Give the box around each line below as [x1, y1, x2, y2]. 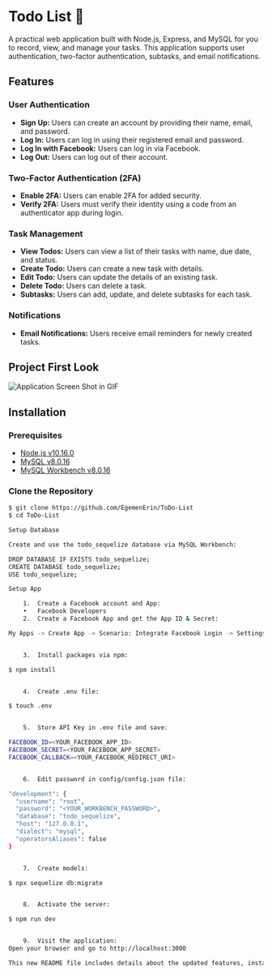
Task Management [8, 228, 83, 239]
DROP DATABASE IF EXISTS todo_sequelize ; [8, 555, 151, 563]
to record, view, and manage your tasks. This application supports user [8, 42, 245, 52]
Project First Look [8, 360, 100, 374]
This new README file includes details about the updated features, [8, 959, 244, 967]
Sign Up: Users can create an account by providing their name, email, [19, 118, 253, 127]
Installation [8, 405, 66, 419]
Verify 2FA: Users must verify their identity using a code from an [19, 199, 237, 209]
